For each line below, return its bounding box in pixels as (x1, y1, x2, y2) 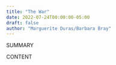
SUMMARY (6, 42, 34, 49)
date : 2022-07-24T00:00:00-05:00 (6, 14, 90, 20)
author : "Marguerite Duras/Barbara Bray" (6, 25, 112, 32)
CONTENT (6, 53, 32, 60)
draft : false (6, 20, 39, 26)
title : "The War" (6, 8, 50, 15)
